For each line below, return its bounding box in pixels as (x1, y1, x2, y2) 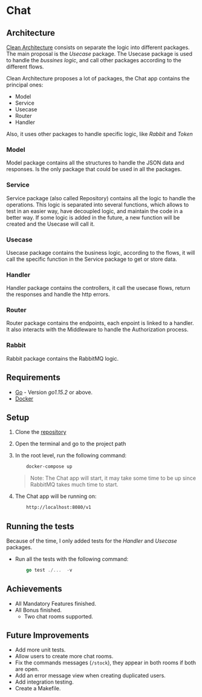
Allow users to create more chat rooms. (15, 653, 114, 660)
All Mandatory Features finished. (15, 600, 97, 607)
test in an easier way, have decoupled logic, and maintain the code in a (6, 207, 183, 215)
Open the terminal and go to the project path (15, 440, 126, 448)
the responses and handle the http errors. (6, 291, 110, 298)
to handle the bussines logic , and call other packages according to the (6, 57, 181, 64)
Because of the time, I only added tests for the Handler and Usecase (6, 537, 177, 545)
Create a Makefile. (15, 685, 61, 692)
